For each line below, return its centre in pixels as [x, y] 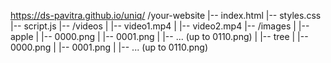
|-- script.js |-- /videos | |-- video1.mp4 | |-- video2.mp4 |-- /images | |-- [160, 26]
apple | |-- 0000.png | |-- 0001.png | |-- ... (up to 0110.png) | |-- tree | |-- [159, 36]
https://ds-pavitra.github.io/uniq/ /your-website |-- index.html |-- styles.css [166, 15]
